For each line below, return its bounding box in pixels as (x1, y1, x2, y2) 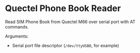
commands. (5, 24, 29, 29)
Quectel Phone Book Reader (5, 3, 121, 14)
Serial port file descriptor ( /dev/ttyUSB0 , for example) (12, 42, 120, 48)
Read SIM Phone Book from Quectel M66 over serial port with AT (5, 19, 136, 25)
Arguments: (5, 33, 29, 39)
